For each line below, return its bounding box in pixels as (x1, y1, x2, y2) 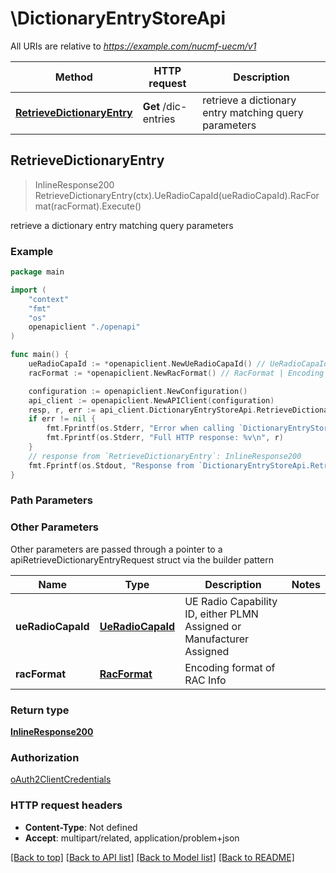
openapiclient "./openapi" (28, 322, 141, 332)
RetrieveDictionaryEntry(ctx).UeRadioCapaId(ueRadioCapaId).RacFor (34, 189, 320, 201)
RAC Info (184, 673, 227, 687)
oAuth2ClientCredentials (10, 773, 112, 786)
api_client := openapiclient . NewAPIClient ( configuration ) (28, 395, 275, 406)
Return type (10, 703, 70, 717)
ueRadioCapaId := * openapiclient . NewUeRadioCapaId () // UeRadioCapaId (28, 359, 329, 369)
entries (142, 112, 176, 126)
